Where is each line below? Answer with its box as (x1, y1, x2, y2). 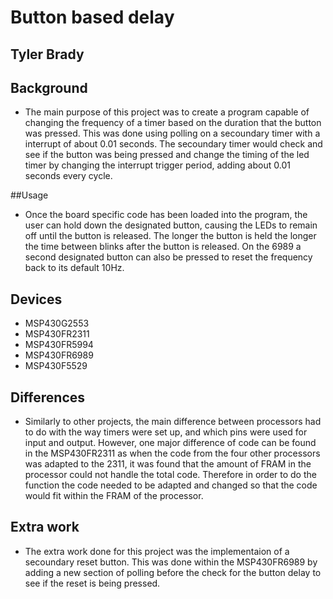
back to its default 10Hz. (24, 262, 125, 274)
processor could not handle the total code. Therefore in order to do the (24, 469, 317, 481)
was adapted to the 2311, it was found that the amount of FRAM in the (24, 458, 312, 470)
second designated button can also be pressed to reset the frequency (24, 251, 313, 263)
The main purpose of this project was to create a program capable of (24, 106, 310, 118)
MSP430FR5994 (24, 339, 94, 351)
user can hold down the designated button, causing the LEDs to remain (24, 219, 318, 231)
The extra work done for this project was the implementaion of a (24, 545, 290, 557)
